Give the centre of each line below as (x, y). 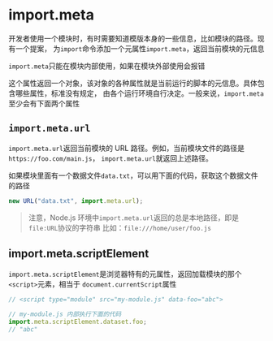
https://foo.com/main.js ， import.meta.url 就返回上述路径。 (110, 158)
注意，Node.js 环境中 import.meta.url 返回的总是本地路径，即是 (134, 218)
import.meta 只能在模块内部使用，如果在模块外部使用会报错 (107, 66)
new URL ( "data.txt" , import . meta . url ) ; (76, 201)
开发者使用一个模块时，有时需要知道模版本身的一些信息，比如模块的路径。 (133, 38)
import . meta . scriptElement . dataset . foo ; (78, 322)
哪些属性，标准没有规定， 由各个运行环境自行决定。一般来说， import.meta (139, 93)
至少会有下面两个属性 (44, 103)
